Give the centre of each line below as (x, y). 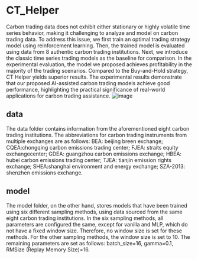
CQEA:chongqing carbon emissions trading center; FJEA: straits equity (92, 147)
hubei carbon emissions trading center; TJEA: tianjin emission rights (89, 160)
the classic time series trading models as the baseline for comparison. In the (99, 58)
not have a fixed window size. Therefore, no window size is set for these (94, 231)
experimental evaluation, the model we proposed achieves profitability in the (99, 64)
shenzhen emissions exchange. (44, 173)
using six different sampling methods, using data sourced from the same (94, 212)
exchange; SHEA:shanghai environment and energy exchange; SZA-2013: (96, 166)
